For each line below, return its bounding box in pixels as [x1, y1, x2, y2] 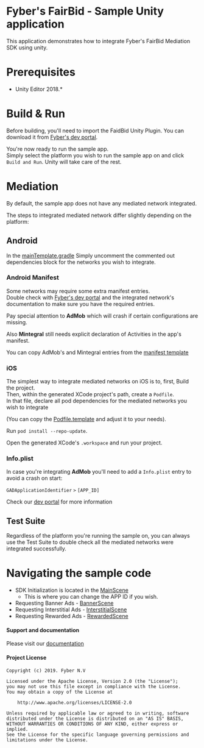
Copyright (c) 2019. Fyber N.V [6, 668, 86, 674]
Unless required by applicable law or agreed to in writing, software [6, 710, 189, 716]
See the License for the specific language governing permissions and [6, 732, 189, 738]
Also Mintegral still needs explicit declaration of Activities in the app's [6, 330, 181, 338]
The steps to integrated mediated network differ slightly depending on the [6, 212, 192, 219]
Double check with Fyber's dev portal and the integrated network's [6, 294, 175, 301]
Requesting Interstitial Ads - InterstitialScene [15, 606, 127, 613]
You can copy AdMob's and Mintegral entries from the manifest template [6, 349, 189, 356]
